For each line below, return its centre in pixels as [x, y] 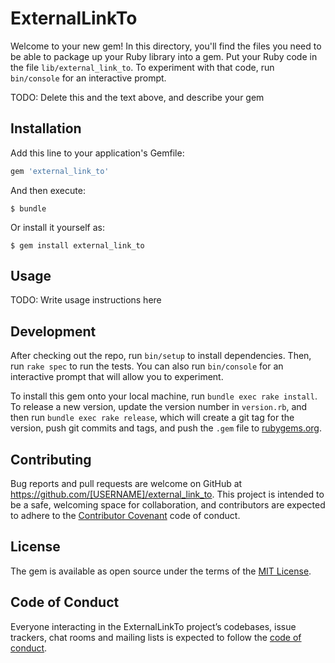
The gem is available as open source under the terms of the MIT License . [161, 571]
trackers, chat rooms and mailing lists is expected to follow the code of [156, 637]
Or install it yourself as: [57, 227]
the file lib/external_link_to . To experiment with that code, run [142, 67]
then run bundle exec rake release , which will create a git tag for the [152, 418]
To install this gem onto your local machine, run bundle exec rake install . [164, 396]
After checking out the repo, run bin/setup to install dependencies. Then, [161, 356]
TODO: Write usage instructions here [86, 300]
